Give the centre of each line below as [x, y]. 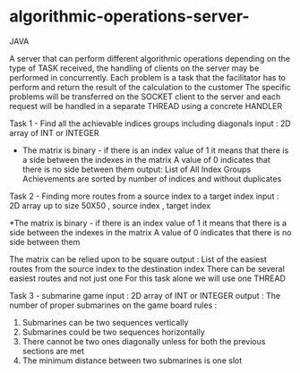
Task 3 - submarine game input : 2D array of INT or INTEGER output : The [145, 295]
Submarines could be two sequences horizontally [114, 332]
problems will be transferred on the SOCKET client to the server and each [145, 97]
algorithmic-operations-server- [129, 17]
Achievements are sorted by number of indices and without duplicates [152, 178]
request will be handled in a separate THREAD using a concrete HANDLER [146, 106]
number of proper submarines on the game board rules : [113, 305]
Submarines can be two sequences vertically [105, 322]
